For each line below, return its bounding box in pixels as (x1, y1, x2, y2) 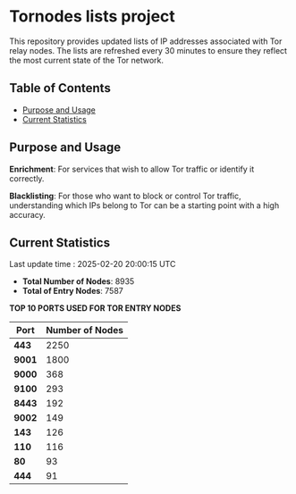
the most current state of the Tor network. (9, 54, 164, 65)
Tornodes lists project (9, 6, 176, 27)
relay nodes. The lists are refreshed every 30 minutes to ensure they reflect (9, 45, 288, 55)
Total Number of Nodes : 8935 (21, 276, 135, 287)
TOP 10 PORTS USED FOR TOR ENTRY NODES (9, 303, 182, 314)
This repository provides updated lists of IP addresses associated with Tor (9, 36, 283, 46)
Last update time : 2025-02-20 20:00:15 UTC (9, 259, 176, 270)
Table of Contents (9, 80, 112, 96)
